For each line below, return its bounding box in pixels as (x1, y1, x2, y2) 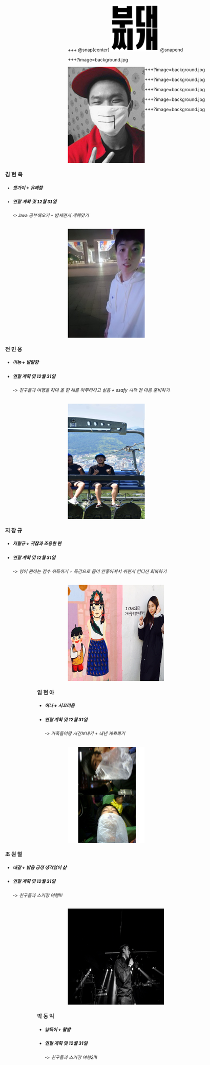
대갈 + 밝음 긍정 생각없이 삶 (12, 865, 67, 871)
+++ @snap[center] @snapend (68, 47, 183, 53)
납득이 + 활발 (44, 1026, 71, 1032)
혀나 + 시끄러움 (44, 702, 75, 708)
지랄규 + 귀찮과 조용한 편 (12, 540, 61, 547)
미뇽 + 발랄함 (12, 359, 39, 365)
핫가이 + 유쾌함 (12, 185, 43, 191)
